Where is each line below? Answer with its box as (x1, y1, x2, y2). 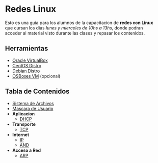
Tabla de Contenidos (5, 87, 70, 96)
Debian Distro (12, 68, 40, 74)
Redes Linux (5, 3, 56, 15)
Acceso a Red (12, 147, 41, 153)
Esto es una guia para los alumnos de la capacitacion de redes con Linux (5, 20, 154, 26)
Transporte (12, 121, 36, 127)
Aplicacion (12, 110, 35, 116)
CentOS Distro (12, 62, 42, 68)
